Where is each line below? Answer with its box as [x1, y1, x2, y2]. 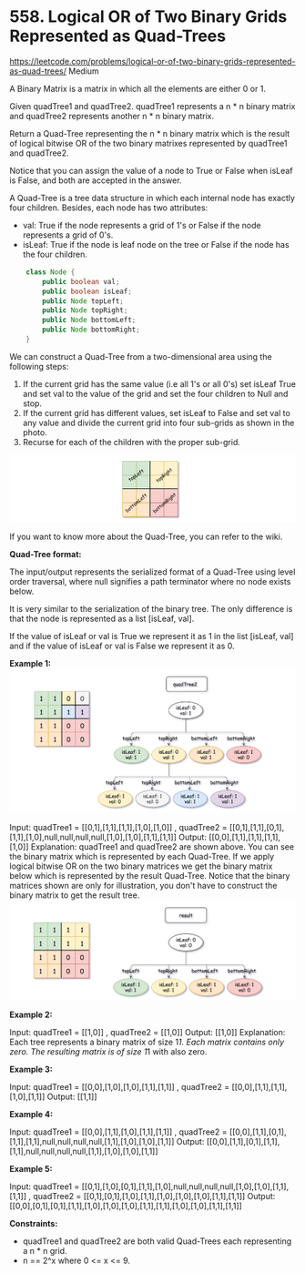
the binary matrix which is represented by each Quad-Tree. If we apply [9, 851, 275, 862]
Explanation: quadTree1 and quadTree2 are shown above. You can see [30, 841, 294, 852]
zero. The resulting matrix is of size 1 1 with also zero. [9, 1046, 208, 1057]
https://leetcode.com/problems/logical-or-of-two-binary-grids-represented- [9, 56, 296, 66]
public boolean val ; [42, 277, 120, 286]
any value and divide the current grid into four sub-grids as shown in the [22, 417, 295, 428]
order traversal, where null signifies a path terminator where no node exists [9, 575, 291, 586]
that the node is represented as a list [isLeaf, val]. [9, 613, 195, 624]
